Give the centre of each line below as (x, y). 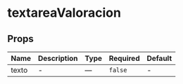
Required (124, 58)
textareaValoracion (64, 13)
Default (159, 58)
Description (58, 58)
